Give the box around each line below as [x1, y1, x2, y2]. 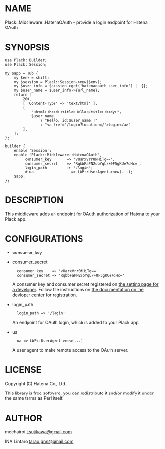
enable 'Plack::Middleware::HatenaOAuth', [14, 152, 102, 157]
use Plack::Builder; [5, 57, 48, 63]
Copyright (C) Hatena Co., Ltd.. [5, 380, 68, 386]
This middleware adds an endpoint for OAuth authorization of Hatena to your [5, 211, 160, 217]
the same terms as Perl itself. [5, 395, 64, 401]
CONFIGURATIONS [5, 233, 83, 244]
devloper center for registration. [12, 292, 77, 298]
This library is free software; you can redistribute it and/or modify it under [5, 390, 154, 396]
